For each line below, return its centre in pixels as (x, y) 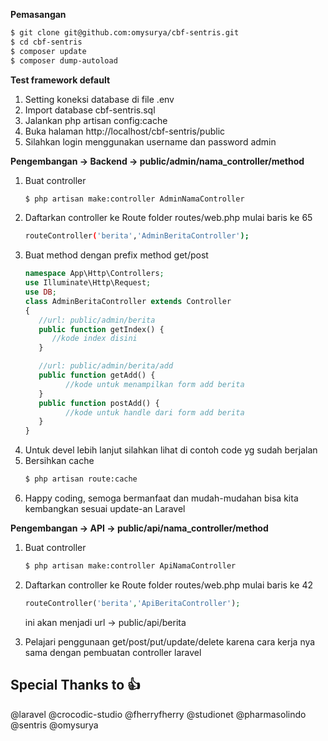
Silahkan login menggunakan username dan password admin (150, 141)
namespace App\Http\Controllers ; (94, 274)
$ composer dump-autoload (64, 60)
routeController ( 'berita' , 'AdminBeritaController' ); (137, 236)
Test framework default (60, 80)
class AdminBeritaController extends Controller (128, 301)
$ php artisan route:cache (81, 479)
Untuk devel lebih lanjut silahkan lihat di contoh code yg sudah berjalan (171, 450)
